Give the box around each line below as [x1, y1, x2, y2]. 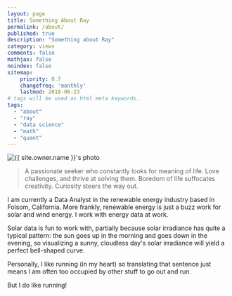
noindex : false [7, 62, 52, 69]
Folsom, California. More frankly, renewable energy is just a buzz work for [7, 203, 221, 211]
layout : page [7, 10, 46, 18]
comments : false [7, 50, 55, 57]
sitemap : [7, 69, 33, 76]
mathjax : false [7, 56, 52, 63]
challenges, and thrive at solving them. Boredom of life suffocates [24, 175, 216, 183]
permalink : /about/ [7, 23, 65, 30]
